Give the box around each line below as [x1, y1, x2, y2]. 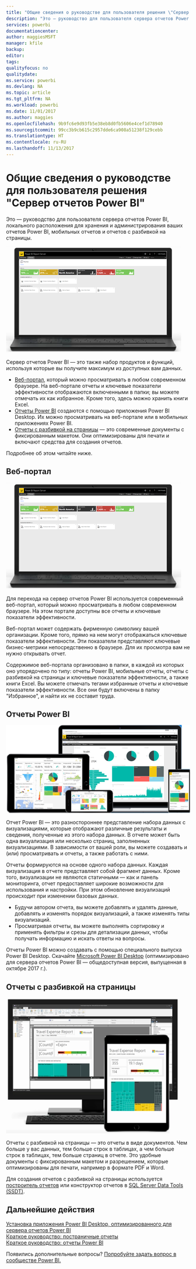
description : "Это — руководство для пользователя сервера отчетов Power [6, 15, 190, 22]
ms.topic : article [6, 90, 51, 96]
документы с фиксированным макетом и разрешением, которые [6, 1158, 169, 1165]
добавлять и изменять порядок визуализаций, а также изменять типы [14, 910, 190, 917]
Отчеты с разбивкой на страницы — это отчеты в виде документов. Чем [6, 1140, 188, 1147]
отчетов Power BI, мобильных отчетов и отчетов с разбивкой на [6, 228, 166, 235]
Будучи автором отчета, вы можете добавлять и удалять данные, [14, 904, 178, 911]
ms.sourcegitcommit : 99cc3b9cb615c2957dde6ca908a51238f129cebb [6, 127, 163, 133]
